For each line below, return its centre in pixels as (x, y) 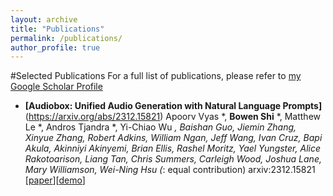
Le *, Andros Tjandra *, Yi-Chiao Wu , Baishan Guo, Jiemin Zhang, (160, 127)
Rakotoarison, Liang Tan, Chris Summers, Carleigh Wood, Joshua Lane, (173, 159)
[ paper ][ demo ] (55, 180)
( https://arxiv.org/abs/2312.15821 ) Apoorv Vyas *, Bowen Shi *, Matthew (173, 117)
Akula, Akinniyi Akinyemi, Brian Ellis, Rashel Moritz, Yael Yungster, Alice (172, 148)
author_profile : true (55, 47)
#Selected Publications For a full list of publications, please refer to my (156, 76)
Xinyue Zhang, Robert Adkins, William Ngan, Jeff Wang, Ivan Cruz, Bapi (173, 138)
